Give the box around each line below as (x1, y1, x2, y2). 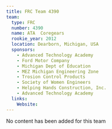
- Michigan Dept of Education (17, 63, 91, 69)
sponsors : (11, 47, 35, 53)
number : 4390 (11, 25, 44, 31)
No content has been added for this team (6, 117, 106, 124)
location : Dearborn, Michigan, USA (11, 42, 99, 47)
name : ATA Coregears (11, 30, 65, 36)
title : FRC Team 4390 (6, 8, 60, 15)
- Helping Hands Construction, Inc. (17, 85, 107, 91)
